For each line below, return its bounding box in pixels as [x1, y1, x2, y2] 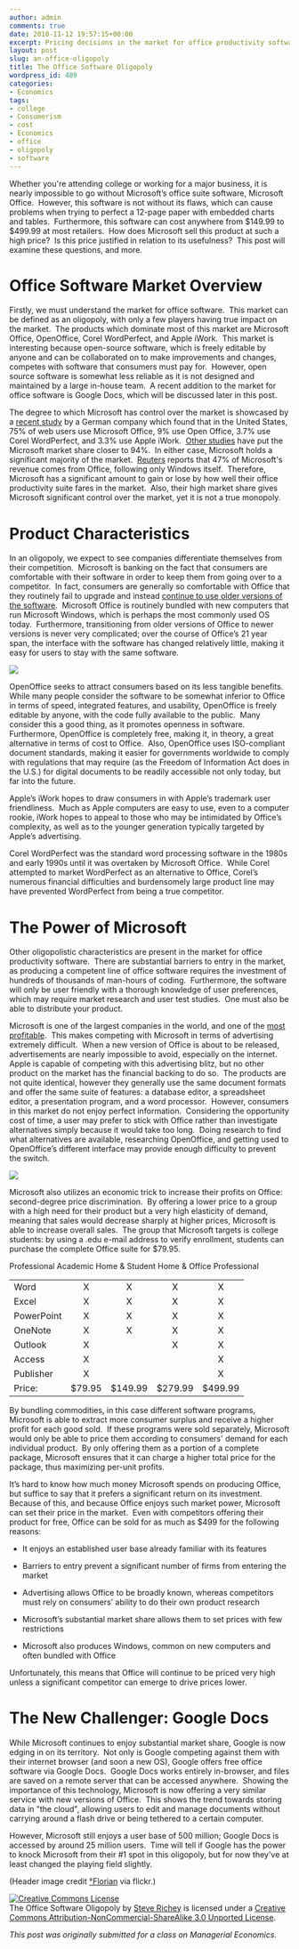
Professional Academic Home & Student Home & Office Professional [9, 1261, 260, 1272]
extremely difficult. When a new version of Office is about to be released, [9, 1039, 280, 1050]
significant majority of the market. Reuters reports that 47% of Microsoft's [9, 455, 283, 465]
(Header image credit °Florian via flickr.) [9, 1875, 157, 1887]
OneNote [13, 1323, 52, 1336]
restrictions [21, 1623, 64, 1634]
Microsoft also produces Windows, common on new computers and [21, 1640, 271, 1651]
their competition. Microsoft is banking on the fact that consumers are [9, 562, 268, 573]
